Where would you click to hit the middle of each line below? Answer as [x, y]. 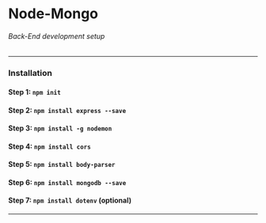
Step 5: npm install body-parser [62, 164]
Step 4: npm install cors [49, 146]
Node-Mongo [53, 14]
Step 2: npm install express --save [67, 110]
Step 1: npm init [34, 92]
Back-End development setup [57, 36]
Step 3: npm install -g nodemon [60, 128]
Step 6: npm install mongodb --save [67, 182]
